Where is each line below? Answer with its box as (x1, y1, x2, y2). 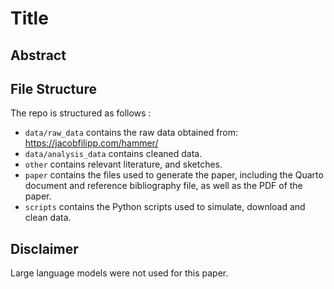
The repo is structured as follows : (10, 107, 152, 119)
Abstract (10, 47, 67, 64)
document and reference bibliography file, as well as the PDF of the (24, 180, 303, 192)
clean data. (24, 212, 72, 224)
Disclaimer (10, 240, 79, 257)
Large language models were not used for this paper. (10, 267, 229, 279)
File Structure (10, 80, 97, 97)
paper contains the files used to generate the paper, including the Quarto (24, 169, 324, 181)
